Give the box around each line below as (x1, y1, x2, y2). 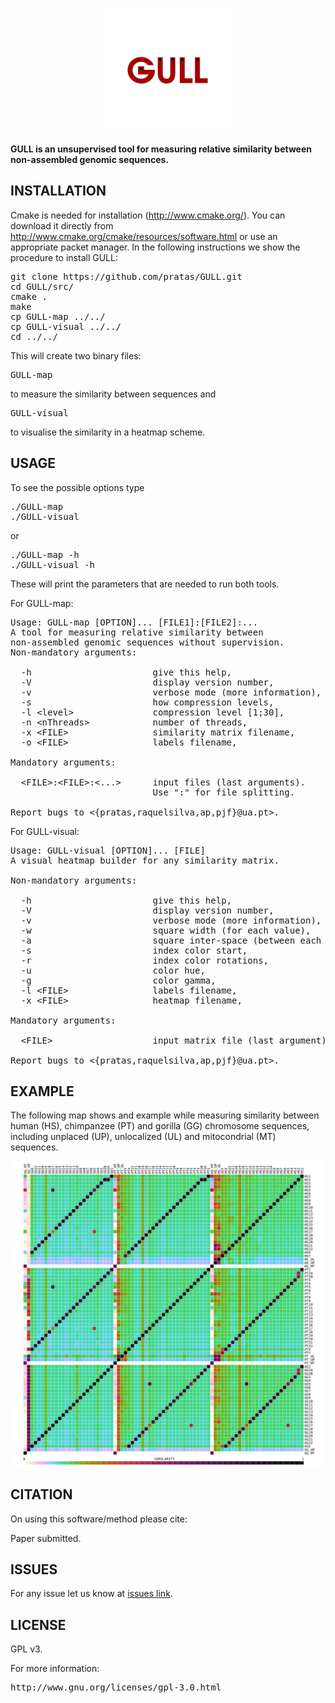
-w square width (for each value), (20, 924, 312, 936)
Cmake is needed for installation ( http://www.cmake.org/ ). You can (10, 209, 286, 221)
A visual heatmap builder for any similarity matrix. (10, 854, 280, 866)
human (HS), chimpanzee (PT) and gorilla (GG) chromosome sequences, (10, 1120, 310, 1132)
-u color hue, (20, 964, 206, 976)
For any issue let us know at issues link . (10, 1588, 173, 1600)
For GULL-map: (10, 597, 74, 609)
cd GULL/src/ (10, 281, 75, 292)
